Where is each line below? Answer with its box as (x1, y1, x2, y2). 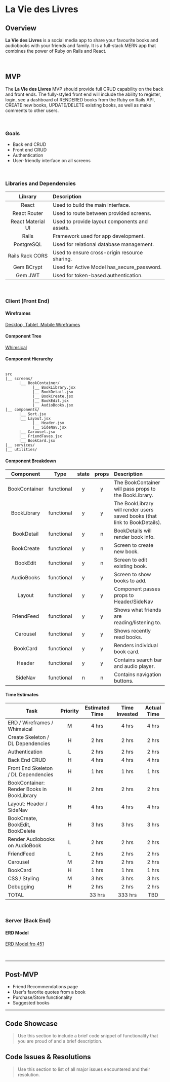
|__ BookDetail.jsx (32, 389, 73, 394)
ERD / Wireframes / (8, 719, 54, 726)
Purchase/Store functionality (12, 994, 72, 1000)
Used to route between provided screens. (53, 210, 152, 217)
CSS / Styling (8, 875, 39, 882)
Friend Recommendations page (12, 984, 78, 990)
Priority (60, 707, 79, 715)
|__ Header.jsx (32, 420, 65, 425)
